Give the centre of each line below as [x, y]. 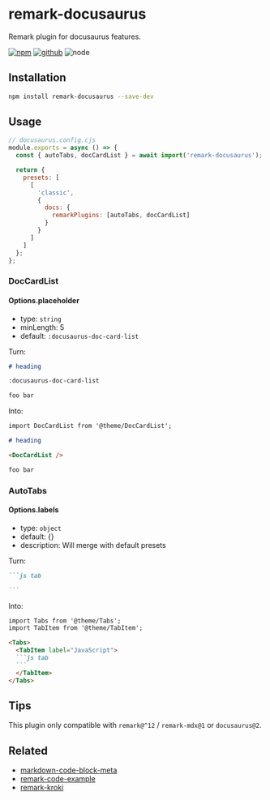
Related [28, 751]
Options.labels [34, 510]
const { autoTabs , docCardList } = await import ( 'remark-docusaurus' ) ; [139, 156]
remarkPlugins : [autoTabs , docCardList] [121, 216]
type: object [41, 528]
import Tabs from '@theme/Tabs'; [65, 621]
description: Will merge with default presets [93, 545]
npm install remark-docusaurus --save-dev [81, 96]
